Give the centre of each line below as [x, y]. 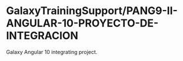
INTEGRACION [42, 36]
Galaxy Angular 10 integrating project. [52, 52]
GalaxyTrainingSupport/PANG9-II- [92, 11]
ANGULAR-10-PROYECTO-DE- [82, 23]
